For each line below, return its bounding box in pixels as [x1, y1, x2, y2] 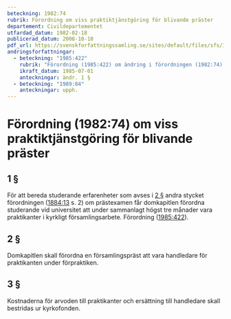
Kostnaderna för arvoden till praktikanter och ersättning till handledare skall [7, 296, 221, 305]
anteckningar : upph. [19, 87, 78, 93]
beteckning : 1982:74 [7, 10, 67, 17]
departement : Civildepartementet [7, 23, 103, 30]
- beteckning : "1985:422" [13, 55, 88, 62]
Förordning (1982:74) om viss [7, 116, 179, 132]
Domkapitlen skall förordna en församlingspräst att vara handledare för [7, 251, 208, 259]
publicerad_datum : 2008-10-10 [7, 36, 94, 43]
